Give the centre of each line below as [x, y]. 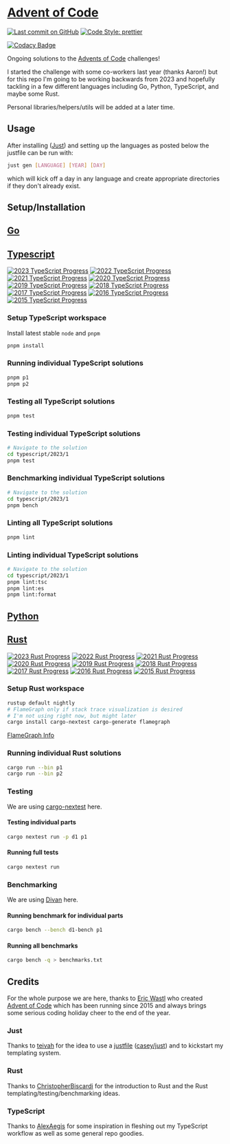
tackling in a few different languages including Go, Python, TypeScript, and [113, 86]
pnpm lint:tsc [27, 582]
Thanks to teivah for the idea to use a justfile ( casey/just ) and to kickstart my [115, 1046]
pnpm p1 [18, 377]
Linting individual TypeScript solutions [73, 554]
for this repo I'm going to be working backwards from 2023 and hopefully [111, 79]
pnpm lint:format [32, 595]
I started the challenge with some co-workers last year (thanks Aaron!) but [112, 72]
